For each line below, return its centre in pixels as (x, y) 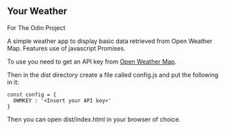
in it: (13, 82)
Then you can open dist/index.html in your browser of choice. (94, 119)
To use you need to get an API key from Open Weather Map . (92, 62)
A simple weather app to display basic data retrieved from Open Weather (110, 41)
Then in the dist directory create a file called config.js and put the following (113, 75)
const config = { (32, 94)
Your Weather (37, 11)
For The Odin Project (37, 27)
